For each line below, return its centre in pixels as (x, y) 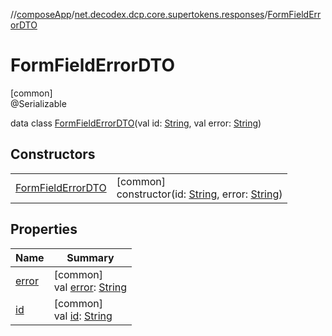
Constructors (53, 154)
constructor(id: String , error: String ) (199, 194)
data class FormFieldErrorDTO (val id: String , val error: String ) (136, 123)
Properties (44, 229)
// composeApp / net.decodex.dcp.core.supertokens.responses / (139, 14)
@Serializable (38, 103)
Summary (90, 257)
